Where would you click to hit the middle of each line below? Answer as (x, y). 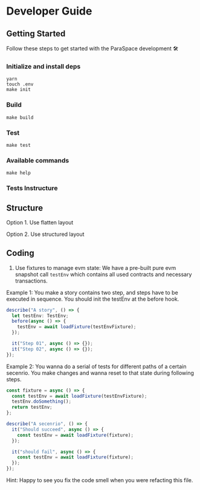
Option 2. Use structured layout (45, 234)
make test (19, 145)
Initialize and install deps (44, 66)
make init (19, 90)
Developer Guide (49, 11)
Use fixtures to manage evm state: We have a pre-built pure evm (95, 267)
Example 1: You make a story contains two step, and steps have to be (92, 292)
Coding (20, 253)
